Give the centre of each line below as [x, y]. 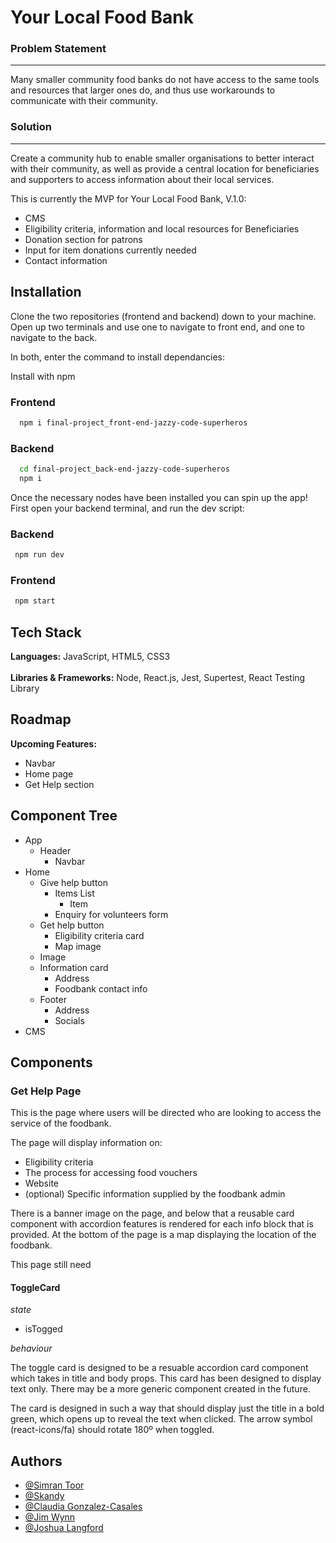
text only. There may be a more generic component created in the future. [160, 1389]
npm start [35, 601]
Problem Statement [58, 49]
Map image [78, 946]
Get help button [72, 925]
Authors [36, 1461]
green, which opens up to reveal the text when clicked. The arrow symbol [161, 1419]
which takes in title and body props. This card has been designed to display [166, 1378]
